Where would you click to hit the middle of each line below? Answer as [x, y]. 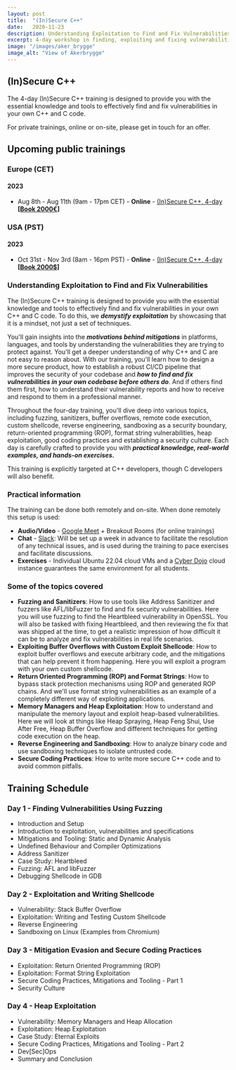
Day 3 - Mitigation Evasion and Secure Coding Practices [105, 950]
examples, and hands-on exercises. [61, 455]
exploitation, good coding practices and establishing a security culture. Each [118, 440]
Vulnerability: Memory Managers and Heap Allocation [95, 1021]
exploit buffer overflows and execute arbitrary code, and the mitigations [121, 654]
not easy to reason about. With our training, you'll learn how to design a [111, 359]
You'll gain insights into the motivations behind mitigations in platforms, [112, 337]
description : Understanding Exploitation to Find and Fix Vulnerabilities [119, 33]
